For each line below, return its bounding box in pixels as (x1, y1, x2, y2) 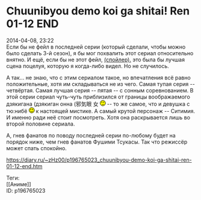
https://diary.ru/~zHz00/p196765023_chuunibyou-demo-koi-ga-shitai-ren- (6, 156, 192, 163)
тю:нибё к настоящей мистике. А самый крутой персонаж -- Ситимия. (6, 107, 196, 115)
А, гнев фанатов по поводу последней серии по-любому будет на (6, 132, 176, 139)
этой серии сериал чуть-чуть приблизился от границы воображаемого (6, 93, 191, 100)
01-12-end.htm (6, 162, 43, 169)
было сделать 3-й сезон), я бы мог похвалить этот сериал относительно (6, 49, 194, 56)
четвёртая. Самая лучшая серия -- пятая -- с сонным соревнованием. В (6, 86, 194, 94)
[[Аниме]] (6, 180, 31, 187)
